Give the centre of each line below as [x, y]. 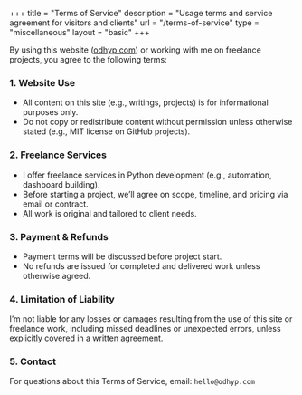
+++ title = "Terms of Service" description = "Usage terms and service [141, 13]
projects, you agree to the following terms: [88, 59]
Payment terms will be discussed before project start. [122, 256]
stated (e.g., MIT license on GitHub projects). [106, 131]
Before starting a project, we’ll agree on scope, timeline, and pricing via [155, 194]
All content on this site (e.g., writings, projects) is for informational [145, 102]
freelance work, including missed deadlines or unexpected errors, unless [146, 329]
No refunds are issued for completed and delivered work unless [141, 265]
